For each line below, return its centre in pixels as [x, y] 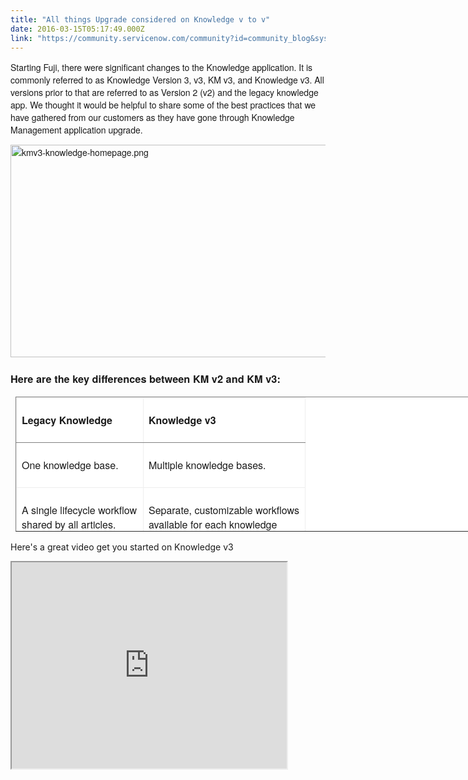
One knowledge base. [70, 465]
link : [21, 38]
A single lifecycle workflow [79, 510]
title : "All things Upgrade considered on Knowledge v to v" [140, 19]
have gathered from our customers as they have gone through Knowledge [152, 118]
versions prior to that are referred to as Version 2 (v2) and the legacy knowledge [164, 93]
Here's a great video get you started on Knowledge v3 [122, 547]
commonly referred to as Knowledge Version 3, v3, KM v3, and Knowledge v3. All [167, 80]
